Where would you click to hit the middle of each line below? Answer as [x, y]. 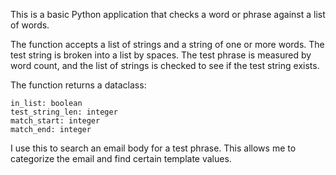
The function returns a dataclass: [78, 85]
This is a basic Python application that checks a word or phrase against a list [168, 14]
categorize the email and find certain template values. [121, 158]
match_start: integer [55, 121]
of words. [30, 25]
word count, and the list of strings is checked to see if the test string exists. [165, 65]
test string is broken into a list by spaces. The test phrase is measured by [161, 55]
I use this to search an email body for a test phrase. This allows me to [153, 148]
